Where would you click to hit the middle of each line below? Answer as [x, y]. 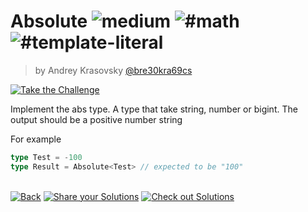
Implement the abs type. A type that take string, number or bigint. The [154, 109]
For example [36, 139]
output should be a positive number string [96, 119]
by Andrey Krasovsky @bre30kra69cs [113, 70]
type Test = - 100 [46, 157]
